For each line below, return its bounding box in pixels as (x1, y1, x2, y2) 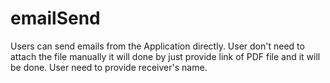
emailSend (10, 7, 101, 30)
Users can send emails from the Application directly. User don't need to (10, 40, 305, 52)
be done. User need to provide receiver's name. (10, 61, 208, 73)
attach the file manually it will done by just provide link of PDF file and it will (10, 50, 321, 62)
